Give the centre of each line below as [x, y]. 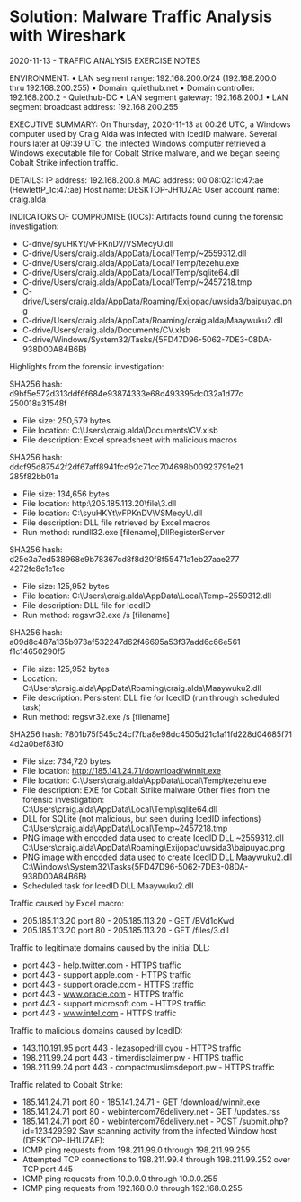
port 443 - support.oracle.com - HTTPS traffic [108, 984]
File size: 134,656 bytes [66, 494]
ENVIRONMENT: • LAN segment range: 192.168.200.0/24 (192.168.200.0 [143, 77]
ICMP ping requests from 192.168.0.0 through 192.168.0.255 [132, 1188]
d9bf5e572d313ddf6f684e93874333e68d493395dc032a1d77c [127, 393]
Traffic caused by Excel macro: [66, 903]
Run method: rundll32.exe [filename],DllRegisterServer [123, 532]
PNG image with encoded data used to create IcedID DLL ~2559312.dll [153, 838]
